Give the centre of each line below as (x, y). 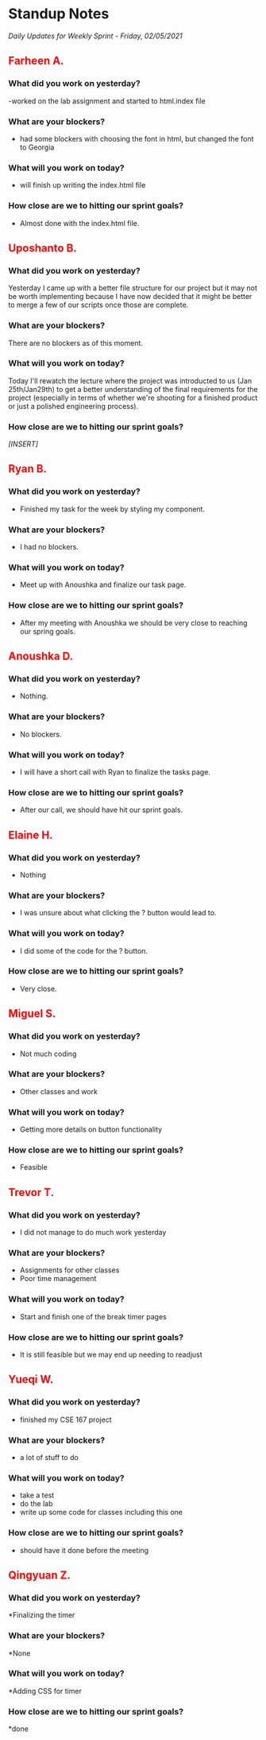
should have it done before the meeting (84, 1550)
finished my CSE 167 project (66, 1420)
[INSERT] (23, 444)
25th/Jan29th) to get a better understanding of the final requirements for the (133, 389)
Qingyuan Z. (40, 1575)
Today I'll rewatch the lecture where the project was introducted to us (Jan (130, 381)
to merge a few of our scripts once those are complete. (98, 305)
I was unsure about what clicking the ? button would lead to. (118, 913)
